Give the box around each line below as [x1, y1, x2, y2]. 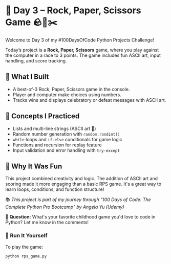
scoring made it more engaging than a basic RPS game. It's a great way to [5, 181, 162, 187]
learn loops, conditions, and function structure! [5, 186, 104, 192]
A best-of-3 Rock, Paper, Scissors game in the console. [12, 86, 130, 92]
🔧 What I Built [5, 73, 49, 81]
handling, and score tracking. [5, 57, 67, 63]
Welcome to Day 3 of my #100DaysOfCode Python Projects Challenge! [5, 37, 155, 43]
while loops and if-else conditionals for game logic [12, 136, 123, 142]
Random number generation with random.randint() [12, 130, 120, 137]
